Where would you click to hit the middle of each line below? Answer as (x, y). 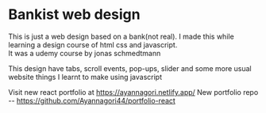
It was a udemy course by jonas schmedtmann (85, 53)
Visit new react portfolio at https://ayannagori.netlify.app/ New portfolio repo (133, 92)
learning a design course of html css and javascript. (93, 44)
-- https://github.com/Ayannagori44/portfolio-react (92, 100)
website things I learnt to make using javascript (85, 77)
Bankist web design (74, 15)
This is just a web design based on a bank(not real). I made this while (121, 36)
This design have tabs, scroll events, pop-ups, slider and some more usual (130, 68)
